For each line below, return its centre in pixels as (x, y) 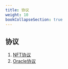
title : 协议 (17, 10)
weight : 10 (17, 15)
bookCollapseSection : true (34, 19)
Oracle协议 (24, 61)
